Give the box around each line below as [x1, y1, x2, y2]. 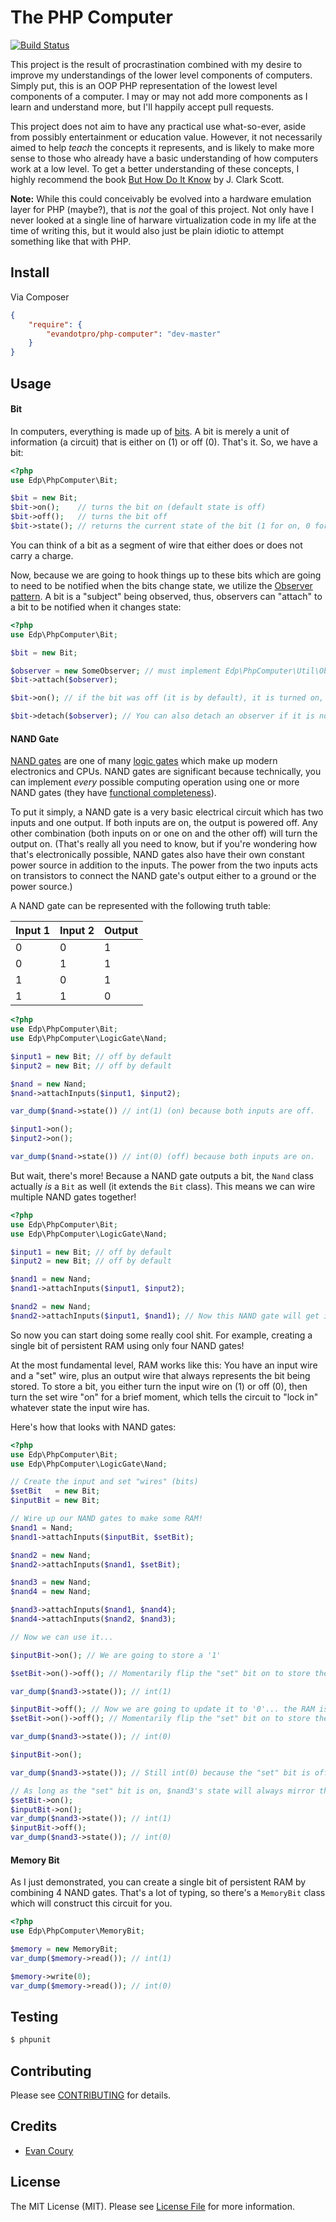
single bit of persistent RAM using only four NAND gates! [10, 1339, 245, 1351]
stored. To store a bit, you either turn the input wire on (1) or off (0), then [10, 1380, 308, 1392]
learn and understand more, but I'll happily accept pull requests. [10, 101, 275, 113]
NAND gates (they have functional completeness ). [10, 787, 217, 799]
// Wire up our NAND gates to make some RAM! [10, 1514, 203, 1524]
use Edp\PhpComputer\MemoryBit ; [10, 1926, 145, 1936]
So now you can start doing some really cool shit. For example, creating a [10, 1329, 313, 1341]
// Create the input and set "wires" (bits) [10, 1477, 199, 1487]
